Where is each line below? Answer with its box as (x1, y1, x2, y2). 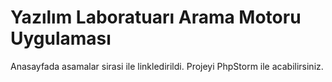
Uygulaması (10, 27, 112, 50)
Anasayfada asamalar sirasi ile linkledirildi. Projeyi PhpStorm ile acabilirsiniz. (10, 60, 324, 72)
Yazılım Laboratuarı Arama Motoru (10, 6, 302, 29)
